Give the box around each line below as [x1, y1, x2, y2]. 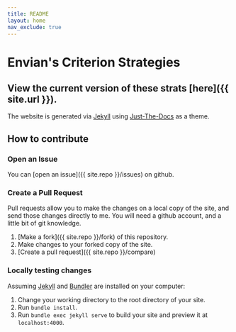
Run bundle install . [17, 303, 78, 311]
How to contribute [7, 133, 89, 145]
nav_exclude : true [7, 23, 62, 31]
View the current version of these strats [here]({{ [7, 82, 229, 94]
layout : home [7, 17, 46, 24]
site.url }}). [7, 93, 57, 105]
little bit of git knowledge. [7, 219, 82, 228]
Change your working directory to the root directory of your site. [17, 295, 206, 304]
